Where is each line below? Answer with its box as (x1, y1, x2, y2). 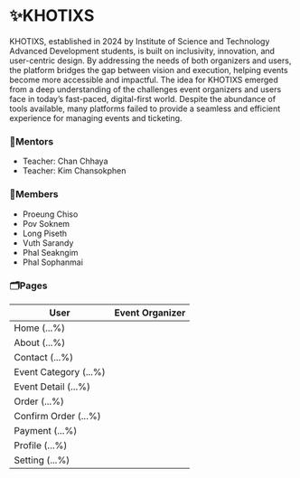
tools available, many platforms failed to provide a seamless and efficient (9, 103, 281, 114)
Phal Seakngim (22, 247, 79, 258)
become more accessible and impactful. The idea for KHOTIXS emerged (9, 74, 278, 85)
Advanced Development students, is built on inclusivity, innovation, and (9, 45, 276, 56)
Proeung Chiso (22, 209, 79, 220)
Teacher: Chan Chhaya (22, 155, 108, 167)
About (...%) (14, 336, 66, 349)
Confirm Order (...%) (14, 409, 101, 422)
